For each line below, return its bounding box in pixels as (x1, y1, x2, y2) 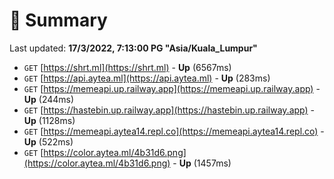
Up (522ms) (23, 135, 74, 148)
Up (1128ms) (23, 114, 76, 126)
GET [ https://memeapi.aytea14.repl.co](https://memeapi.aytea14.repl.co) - (23, 125, 325, 137)
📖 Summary (9, 9, 108, 32)
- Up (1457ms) (172, 157, 232, 169)
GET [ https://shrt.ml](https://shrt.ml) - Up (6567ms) (23, 61, 232, 73)
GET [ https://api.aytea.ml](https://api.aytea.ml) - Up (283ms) (23, 72, 271, 84)
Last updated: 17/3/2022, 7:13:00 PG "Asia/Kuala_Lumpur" (9, 42, 258, 54)
